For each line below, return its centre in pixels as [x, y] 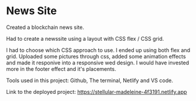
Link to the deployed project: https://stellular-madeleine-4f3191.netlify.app [97, 92]
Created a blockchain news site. [45, 27]
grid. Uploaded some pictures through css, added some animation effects [96, 56]
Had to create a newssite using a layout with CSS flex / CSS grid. [85, 38]
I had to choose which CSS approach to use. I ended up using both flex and [98, 50]
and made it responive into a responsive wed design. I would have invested [98, 63]
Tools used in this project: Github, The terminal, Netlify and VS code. [90, 80]
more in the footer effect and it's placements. [61, 69]
